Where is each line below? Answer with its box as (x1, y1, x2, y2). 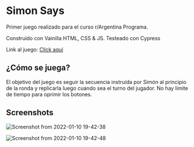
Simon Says (6, 4, 65, 17)
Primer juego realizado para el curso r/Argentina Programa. (6, 23, 148, 30)
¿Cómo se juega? (6, 63, 70, 73)
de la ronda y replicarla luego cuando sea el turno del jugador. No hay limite (6, 85, 189, 92)
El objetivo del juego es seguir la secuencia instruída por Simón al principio (6, 78, 187, 85)
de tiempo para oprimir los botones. (6, 90, 92, 97)
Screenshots (6, 108, 54, 118)
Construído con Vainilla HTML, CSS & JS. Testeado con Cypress (6, 34, 161, 41)
